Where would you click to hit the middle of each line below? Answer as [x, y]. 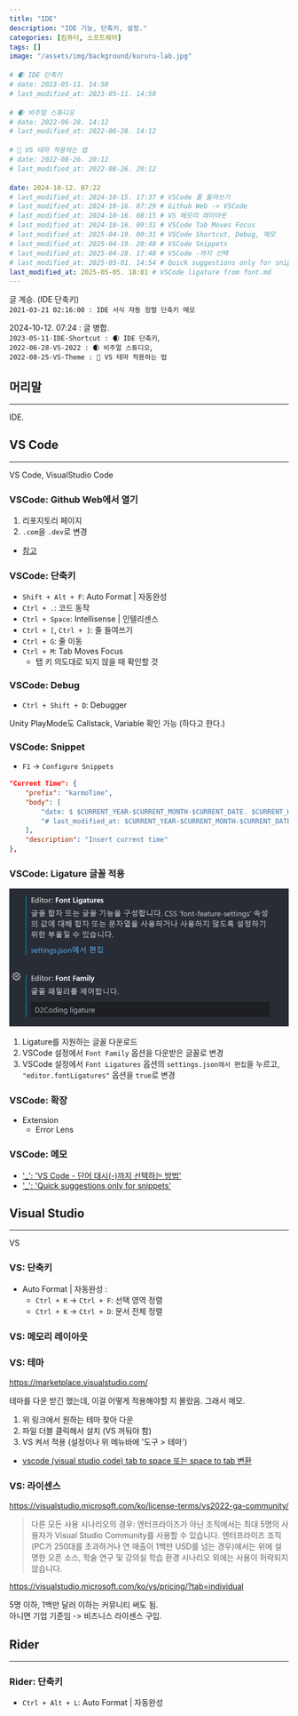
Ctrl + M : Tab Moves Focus [73, 651]
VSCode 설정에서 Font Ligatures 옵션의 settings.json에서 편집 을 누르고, [151, 1064]
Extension [40, 1120]
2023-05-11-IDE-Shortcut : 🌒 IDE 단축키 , [85, 338]
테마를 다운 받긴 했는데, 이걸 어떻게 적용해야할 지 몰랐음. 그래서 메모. [127, 1400]
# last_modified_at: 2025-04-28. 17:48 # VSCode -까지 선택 [119, 253]
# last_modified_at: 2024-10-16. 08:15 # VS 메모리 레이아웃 [118, 216]
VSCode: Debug [44, 686]
